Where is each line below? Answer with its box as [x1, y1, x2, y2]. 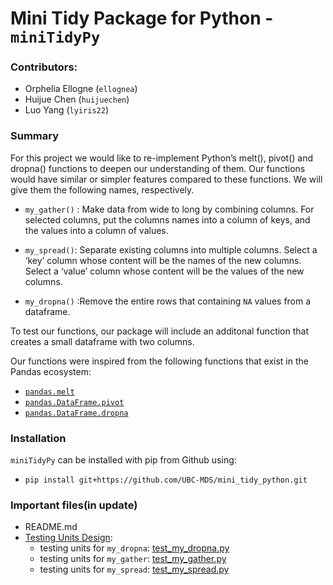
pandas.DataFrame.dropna [24, 408, 129, 418]
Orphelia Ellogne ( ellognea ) [24, 83, 138, 95]
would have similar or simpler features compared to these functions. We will [10, 173, 323, 185]
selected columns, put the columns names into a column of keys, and [24, 213, 311, 226]
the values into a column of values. [24, 224, 169, 236]
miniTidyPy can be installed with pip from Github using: [10, 454, 237, 466]
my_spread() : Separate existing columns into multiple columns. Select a [24, 243, 318, 256]
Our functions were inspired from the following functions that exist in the [10, 355, 309, 367]
